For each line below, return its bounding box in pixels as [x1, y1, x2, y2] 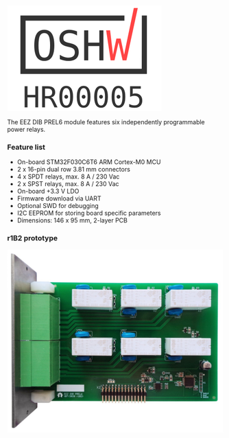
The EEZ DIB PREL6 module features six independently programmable [7, 118, 206, 126]
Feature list [7, 142, 46, 152]
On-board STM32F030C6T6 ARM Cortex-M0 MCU [16, 158, 161, 166]
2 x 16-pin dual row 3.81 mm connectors [16, 165, 130, 174]
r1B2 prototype [7, 233, 58, 243]
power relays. [7, 126, 46, 133]
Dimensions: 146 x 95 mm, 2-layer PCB [16, 216, 128, 224]
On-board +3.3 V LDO [16, 187, 80, 196]
